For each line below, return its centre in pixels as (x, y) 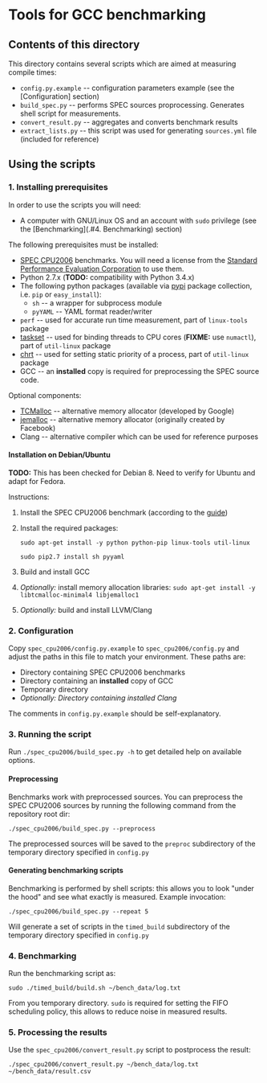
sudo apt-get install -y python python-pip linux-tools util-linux (135, 543)
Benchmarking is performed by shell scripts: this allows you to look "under (131, 888)
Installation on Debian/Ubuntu (59, 455)
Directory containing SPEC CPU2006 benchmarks (103, 672)
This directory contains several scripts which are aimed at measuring (122, 64)
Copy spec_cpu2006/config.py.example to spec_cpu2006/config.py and (124, 648)
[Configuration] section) (60, 96)
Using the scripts (52, 164)
